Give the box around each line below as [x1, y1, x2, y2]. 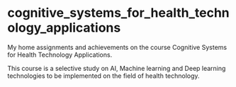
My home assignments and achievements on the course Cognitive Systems [7, 43, 227, 51]
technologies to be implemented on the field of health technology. [7, 72, 200, 80]
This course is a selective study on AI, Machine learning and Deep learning [7, 64, 226, 72]
